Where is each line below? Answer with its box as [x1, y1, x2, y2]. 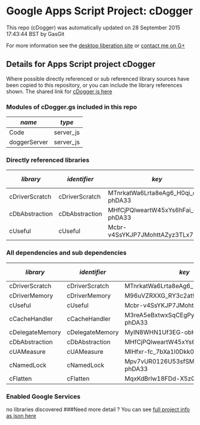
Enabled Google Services [6, 392, 81, 400]
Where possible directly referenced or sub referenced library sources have [6, 75, 189, 82]
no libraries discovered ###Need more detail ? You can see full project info [6, 405, 190, 413]
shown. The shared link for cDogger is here [6, 88, 112, 95]
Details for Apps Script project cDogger [6, 59, 156, 69]
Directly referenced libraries [6, 155, 90, 164]
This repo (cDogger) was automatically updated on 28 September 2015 [6, 24, 180, 31]
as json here [6, 412, 37, 419]
